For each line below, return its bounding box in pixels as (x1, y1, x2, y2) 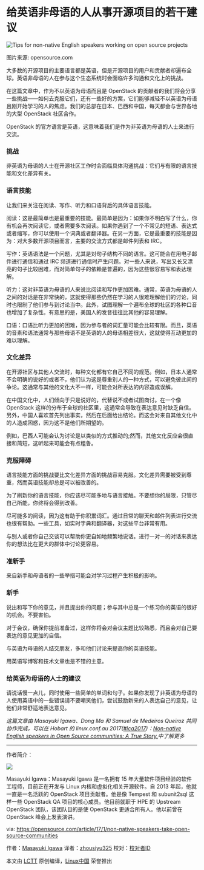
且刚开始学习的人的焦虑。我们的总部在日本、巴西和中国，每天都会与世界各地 (6, 102, 197, 109)
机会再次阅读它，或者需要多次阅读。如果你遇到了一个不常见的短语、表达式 (11, 222, 197, 229)
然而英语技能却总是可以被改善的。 (16, 479, 102, 486)
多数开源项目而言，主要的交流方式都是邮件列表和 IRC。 (27, 237, 165, 244)
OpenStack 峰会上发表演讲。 (6, 813, 78, 821)
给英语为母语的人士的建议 (6, 674, 81, 682)
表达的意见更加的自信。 (6, 631, 65, 639)
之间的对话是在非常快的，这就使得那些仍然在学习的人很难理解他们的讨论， (6, 293, 192, 301)
